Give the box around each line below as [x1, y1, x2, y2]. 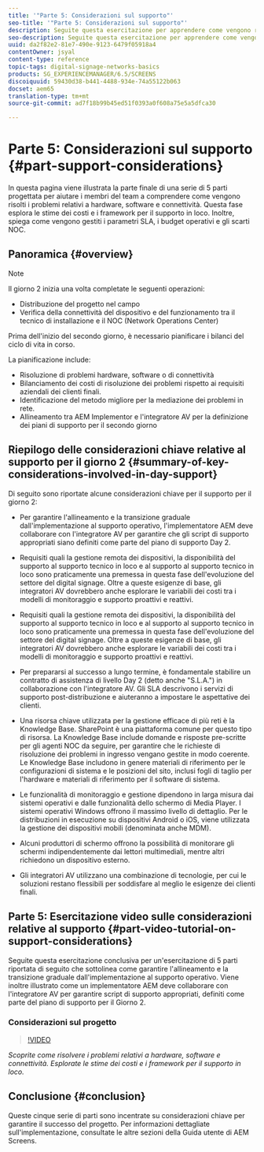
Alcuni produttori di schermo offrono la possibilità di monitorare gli [19, 838, 235, 848]
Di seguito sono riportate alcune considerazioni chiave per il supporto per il [8, 489, 251, 498]
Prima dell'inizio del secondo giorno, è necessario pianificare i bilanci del [8, 331, 244, 340]
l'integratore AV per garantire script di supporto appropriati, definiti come [8, 989, 245, 998]
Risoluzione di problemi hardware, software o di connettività [19, 370, 214, 379]
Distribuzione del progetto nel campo [19, 299, 140, 308]
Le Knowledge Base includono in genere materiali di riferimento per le [19, 757, 246, 767]
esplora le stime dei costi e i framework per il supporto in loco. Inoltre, [8, 208, 235, 217]
